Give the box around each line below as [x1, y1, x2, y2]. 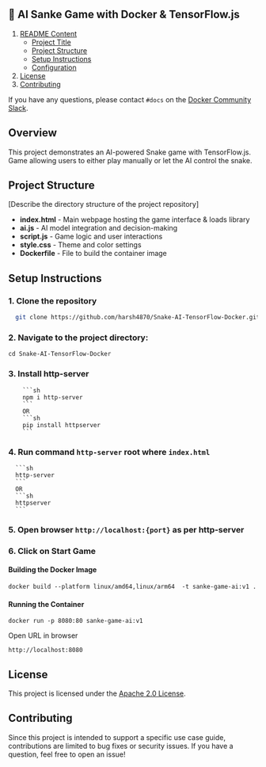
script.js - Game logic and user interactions [19, 231, 163, 242]
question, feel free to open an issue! [8, 750, 126, 759]
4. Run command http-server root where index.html [8, 446, 211, 457]
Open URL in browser [8, 631, 78, 640]
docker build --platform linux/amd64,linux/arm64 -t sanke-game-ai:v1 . [8, 582, 257, 590]
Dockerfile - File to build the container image [19, 249, 168, 258]
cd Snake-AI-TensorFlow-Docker [8, 350, 112, 358]
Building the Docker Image [8, 565, 97, 574]
